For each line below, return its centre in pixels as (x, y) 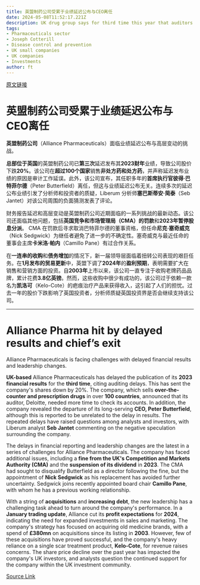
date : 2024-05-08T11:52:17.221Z (46, 17)
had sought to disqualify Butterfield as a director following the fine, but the (97, 471)
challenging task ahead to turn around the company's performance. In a (94, 508)
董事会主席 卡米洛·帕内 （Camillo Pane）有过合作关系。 (73, 243)
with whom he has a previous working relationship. (68, 490)
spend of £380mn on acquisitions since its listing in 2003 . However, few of (99, 533)
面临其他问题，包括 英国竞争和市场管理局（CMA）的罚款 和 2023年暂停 (102, 221)
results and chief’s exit (63, 343)
